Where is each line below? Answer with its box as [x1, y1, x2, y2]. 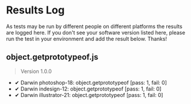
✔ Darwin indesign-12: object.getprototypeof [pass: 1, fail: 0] [14, 85, 162, 92]
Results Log [6, 4, 65, 17]
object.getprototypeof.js [6, 52, 99, 62]
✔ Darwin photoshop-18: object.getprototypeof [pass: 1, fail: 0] [14, 79, 167, 86]
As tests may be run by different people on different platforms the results [6, 23, 183, 30]
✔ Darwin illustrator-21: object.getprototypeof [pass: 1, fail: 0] [14, 91, 163, 98]
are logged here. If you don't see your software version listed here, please [6, 29, 186, 36]
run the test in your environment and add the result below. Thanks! [6, 35, 167, 42]
